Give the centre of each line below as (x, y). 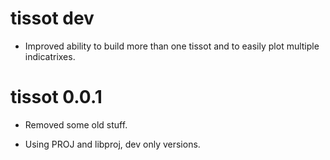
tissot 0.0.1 (56, 97)
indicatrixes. (50, 56)
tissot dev (52, 18)
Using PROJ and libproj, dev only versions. (112, 144)
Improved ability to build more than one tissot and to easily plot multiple (172, 46)
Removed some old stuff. (76, 124)
